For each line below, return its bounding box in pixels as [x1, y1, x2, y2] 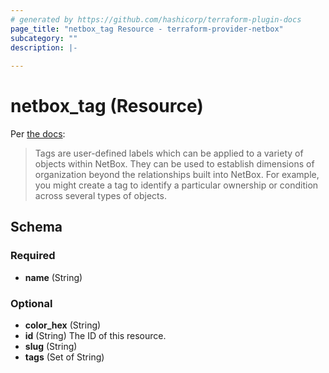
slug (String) [24, 341, 78, 353]
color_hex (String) [24, 319, 102, 331]
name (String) [24, 271, 83, 283]
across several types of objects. [34, 190, 167, 202]
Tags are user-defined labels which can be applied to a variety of [34, 147, 304, 160]
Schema [10, 219, 63, 236]
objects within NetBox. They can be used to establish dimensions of [34, 158, 315, 170]
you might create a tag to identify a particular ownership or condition [34, 179, 319, 191]
